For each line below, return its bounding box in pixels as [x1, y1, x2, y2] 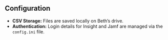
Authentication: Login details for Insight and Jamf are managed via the [12, 23, 163, 29]
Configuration [5, 4, 51, 13]
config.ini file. [12, 28, 45, 35]
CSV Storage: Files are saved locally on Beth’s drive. [12, 17, 124, 24]
